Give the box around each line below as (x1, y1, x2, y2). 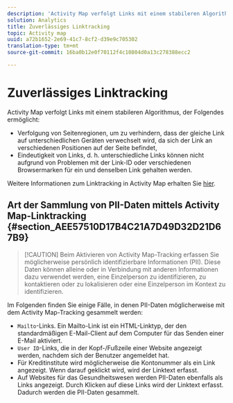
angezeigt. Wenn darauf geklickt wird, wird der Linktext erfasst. (17, 365, 199, 374)
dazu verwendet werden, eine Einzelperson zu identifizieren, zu (24, 272, 207, 281)
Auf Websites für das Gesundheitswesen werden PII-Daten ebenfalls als (17, 373, 223, 381)
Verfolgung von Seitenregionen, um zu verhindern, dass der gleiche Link (17, 129, 225, 137)
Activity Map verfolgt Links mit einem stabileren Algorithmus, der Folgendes (7, 108, 224, 116)
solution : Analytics (7, 17, 67, 24)
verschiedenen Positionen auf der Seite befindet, (17, 143, 157, 151)
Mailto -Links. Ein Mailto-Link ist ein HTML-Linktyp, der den (17, 321, 187, 330)
